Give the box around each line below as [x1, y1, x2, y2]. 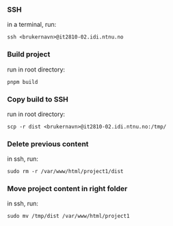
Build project [7, 49, 51, 59]
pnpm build [7, 78, 38, 85]
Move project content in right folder [7, 184, 128, 194]
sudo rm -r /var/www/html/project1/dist [7, 168, 124, 175]
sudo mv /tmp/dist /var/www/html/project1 [7, 213, 130, 220]
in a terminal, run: [7, 21, 57, 29]
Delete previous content [7, 139, 89, 148]
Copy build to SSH [7, 94, 68, 104]
